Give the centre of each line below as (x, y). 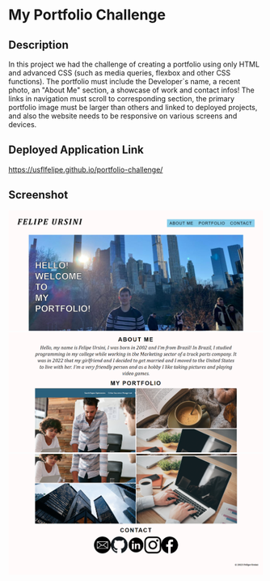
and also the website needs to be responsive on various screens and (123, 116)
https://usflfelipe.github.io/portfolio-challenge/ (86, 169)
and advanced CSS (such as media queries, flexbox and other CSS (120, 73)
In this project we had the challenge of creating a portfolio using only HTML (134, 64)
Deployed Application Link (76, 150)
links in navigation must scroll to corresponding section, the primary (122, 98)
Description (38, 45)
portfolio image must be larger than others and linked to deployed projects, (133, 107)
